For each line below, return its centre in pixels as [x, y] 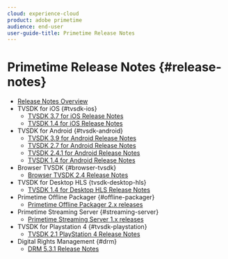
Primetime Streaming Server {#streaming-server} [88, 212]
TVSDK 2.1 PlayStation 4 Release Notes [84, 234]
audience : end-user [35, 26]
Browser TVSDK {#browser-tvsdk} [67, 168]
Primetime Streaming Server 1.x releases [85, 219]
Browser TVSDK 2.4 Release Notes [78, 175]
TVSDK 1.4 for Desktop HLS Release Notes [89, 190]
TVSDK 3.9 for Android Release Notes [82, 138]
